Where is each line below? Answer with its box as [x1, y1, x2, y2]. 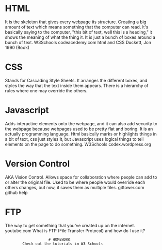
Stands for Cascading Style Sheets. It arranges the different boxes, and [5, 77, 147, 83]
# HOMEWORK [48, 237, 70, 242]
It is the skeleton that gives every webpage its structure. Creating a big [5, 19, 146, 25]
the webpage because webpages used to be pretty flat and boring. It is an [5, 126, 153, 132]
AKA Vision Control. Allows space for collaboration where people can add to [5, 174, 158, 180]
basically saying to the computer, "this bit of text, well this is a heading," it [5, 29, 152, 35]
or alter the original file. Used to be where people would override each [5, 179, 146, 185]
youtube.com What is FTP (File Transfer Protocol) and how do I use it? [5, 228, 146, 234]
